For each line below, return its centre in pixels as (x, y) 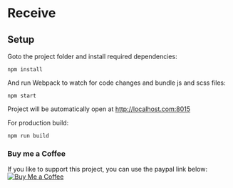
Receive (32, 13)
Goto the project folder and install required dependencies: (92, 56)
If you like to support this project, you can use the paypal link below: (108, 169)
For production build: (38, 123)
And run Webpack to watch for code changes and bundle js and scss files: (116, 83)
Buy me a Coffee (37, 153)
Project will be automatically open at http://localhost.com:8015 (99, 109)
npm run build (29, 136)
